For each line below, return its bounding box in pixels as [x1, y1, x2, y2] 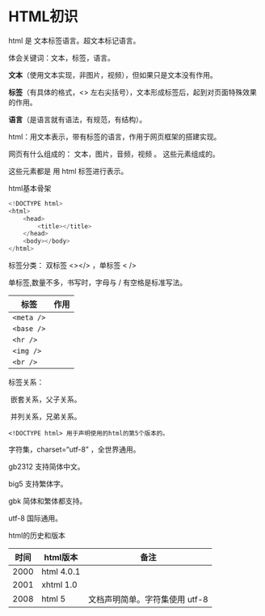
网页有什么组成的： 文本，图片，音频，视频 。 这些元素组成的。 [8, 149, 220, 159]
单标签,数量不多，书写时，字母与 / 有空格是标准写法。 [8, 278, 187, 287]
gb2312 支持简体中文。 [8, 462, 85, 472]
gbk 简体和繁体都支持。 [8, 496, 87, 506]
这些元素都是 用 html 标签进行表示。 [8, 166, 128, 176]
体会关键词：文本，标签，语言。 [8, 53, 115, 62]
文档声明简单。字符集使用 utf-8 [88, 594, 208, 605]
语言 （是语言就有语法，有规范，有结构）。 [8, 114, 147, 124]
